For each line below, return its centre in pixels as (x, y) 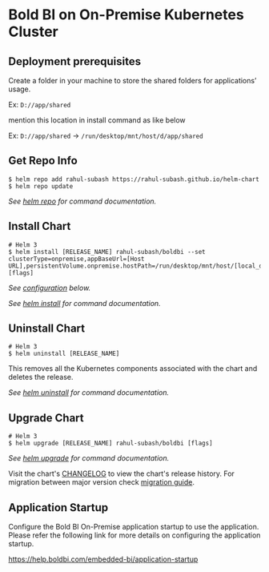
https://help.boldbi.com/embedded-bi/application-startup (103, 559)
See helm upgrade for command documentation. (89, 458)
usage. (20, 89)
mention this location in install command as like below (97, 120)
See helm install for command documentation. (85, 303)
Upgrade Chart (46, 418)
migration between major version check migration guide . (101, 482)
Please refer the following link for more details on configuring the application (134, 535)
